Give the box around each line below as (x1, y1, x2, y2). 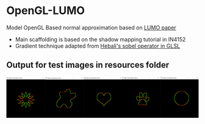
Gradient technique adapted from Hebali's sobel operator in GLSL (15, 42, 181, 49)
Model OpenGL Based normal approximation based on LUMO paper (6, 24, 177, 31)
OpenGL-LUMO (6, 4, 85, 18)
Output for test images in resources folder (6, 60, 170, 70)
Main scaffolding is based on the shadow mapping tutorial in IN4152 (15, 35, 186, 43)
